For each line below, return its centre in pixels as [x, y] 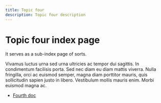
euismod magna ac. [26, 86]
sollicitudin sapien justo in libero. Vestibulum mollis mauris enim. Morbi [80, 80]
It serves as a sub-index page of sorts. [46, 54]
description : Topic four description [45, 15]
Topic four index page [53, 40]
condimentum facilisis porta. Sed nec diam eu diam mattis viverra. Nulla [81, 69]
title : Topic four [25, 10]
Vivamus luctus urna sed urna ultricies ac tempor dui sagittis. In [72, 64]
